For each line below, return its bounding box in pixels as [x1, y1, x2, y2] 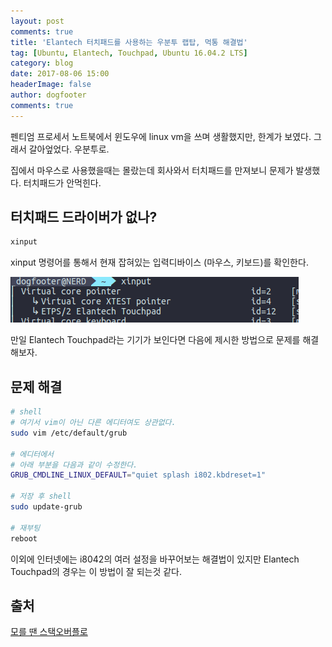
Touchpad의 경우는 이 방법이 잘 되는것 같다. [10, 565, 183, 577]
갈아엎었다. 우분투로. [28, 143, 110, 155]
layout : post [10, 16, 65, 26]
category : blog [10, 58, 74, 69]
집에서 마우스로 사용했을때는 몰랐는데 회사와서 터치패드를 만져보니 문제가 [10, 164, 294, 176]
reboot [10, 533, 38, 544]
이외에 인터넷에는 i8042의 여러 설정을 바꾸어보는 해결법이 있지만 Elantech [10, 553, 300, 565]
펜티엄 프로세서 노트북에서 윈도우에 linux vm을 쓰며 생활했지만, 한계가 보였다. [10, 130, 312, 142]
